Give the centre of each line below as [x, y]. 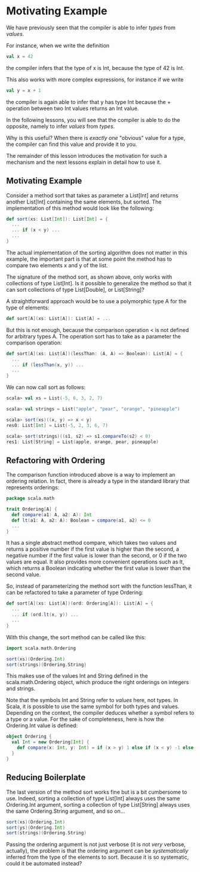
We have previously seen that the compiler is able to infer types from [91, 28]
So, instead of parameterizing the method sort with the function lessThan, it [99, 586]
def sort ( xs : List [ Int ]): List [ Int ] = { [57, 219]
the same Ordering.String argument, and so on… [66, 811]
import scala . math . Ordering [41, 648]
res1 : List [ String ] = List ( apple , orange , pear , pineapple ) [83, 442]
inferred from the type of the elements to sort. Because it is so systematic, [98, 857]
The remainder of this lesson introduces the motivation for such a [87, 156]
